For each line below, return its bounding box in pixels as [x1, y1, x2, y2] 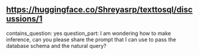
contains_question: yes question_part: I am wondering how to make [6, 30, 171, 37]
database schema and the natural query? [6, 42, 107, 49]
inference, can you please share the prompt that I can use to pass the [6, 35, 176, 43]
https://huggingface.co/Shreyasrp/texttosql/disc [6, 5, 193, 15]
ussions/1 [6, 14, 43, 24]
